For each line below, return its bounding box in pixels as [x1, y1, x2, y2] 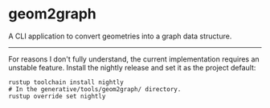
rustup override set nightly [8, 92, 106, 100]
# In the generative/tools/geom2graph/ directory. [8, 85, 182, 93]
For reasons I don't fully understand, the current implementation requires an [8, 54, 260, 64]
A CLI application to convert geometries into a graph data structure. [8, 31, 232, 41]
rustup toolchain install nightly [8, 78, 125, 86]
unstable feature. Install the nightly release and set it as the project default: [8, 62, 256, 72]
